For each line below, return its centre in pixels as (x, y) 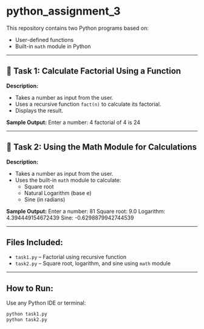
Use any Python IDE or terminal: (46, 303)
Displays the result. (39, 110)
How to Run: (30, 288)
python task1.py (27, 314)
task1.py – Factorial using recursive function (71, 257)
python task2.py (27, 320)
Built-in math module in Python (53, 46)
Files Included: (35, 242)
